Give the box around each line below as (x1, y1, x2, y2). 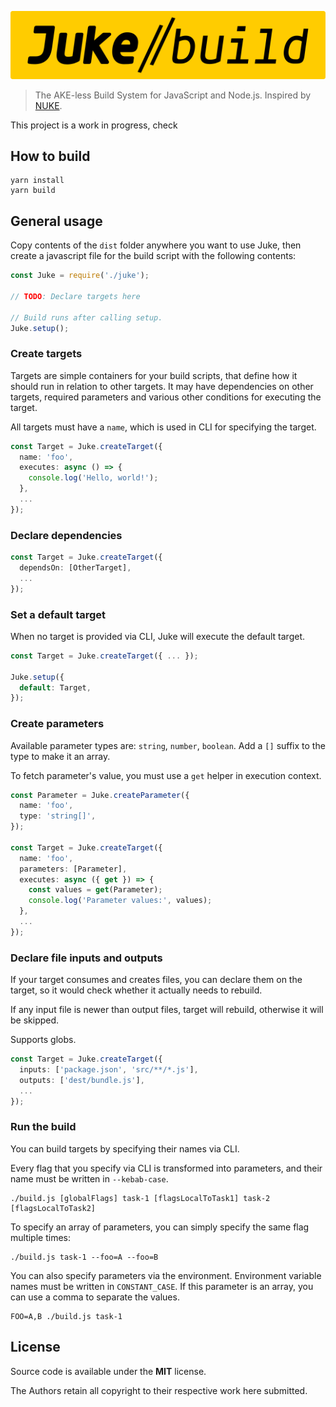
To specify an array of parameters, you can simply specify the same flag (10, 1221, 310, 1233)
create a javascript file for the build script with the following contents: (10, 250, 297, 262)
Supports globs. (10, 1034, 77, 1046)
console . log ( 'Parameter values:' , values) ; (28, 896, 213, 906)
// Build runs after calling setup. (10, 312, 163, 323)
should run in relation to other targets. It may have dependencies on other (10, 380, 314, 392)
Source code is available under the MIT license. (10, 1365, 207, 1377)
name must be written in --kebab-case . (10, 1172, 169, 1185)
